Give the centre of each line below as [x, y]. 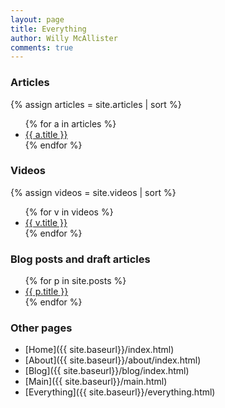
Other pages [41, 328]
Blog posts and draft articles [80, 259]
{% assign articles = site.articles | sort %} [96, 104]
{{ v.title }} [46, 222]
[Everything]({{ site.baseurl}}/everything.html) [120, 392]
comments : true [42, 47]
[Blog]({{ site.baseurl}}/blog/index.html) [107, 371]
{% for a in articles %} [70, 123]
